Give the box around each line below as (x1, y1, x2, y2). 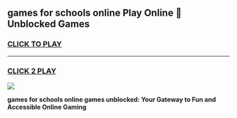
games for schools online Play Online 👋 (7, 7, 182, 19)
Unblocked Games (7, 18, 90, 30)
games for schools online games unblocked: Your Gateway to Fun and (7, 95, 217, 103)
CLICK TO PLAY (7, 40, 62, 49)
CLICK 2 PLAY (7, 66, 56, 76)
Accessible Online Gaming (7, 102, 87, 111)
